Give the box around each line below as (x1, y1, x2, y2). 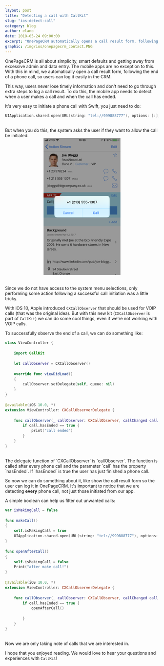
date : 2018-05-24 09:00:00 (5, 34, 60, 39)
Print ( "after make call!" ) (14, 565, 69, 570)
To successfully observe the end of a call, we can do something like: (5, 331, 143, 336)
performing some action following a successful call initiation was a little (5, 290, 148, 296)
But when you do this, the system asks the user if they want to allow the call (5, 127, 158, 133)
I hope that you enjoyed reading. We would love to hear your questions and (5, 650, 156, 656)
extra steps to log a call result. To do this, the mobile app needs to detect (5, 88, 152, 94)
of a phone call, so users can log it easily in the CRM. (5, 73, 112, 79)
